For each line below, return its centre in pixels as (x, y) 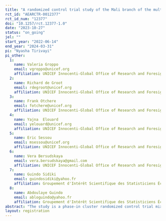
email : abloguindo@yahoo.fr (43, 197)
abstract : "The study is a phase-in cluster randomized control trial (79, 206)
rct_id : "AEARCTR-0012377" (33, 14)
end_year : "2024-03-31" (30, 46)
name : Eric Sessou (33, 138)
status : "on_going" (25, 32)
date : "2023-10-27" (25, 28)
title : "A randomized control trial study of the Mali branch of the (78, 10)
